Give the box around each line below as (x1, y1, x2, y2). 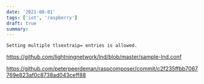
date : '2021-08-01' (6, 9, 56, 15)
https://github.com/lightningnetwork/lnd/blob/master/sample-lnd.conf (6, 53, 182, 61)
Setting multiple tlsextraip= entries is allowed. (6, 43, 138, 49)
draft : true (6, 20, 37, 26)
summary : (6, 26, 29, 32)
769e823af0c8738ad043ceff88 (6, 71, 86, 79)
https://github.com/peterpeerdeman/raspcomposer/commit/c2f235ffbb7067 (6, 65, 199, 72)
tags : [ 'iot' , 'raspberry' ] (6, 15, 78, 21)
